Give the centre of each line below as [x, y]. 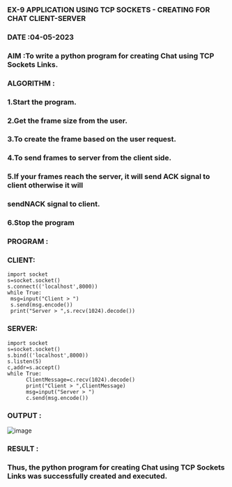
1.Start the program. [42, 102]
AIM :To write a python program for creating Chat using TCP [111, 56]
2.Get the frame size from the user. [67, 121]
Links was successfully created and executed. [87, 476]
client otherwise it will [45, 185]
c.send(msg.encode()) [57, 398]
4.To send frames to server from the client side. [90, 158]
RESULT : [23, 449]
